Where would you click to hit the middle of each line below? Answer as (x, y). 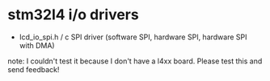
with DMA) (37, 45)
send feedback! (34, 69)
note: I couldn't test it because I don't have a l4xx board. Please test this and (135, 61)
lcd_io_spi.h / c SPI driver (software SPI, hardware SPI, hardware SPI (133, 37)
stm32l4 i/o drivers (73, 15)
